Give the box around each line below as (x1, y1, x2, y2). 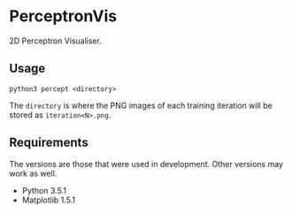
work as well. (9, 168, 58, 179)
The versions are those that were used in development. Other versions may (9, 158, 283, 169)
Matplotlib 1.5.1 (21, 195, 76, 205)
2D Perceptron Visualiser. (9, 35, 102, 46)
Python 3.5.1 (21, 185, 66, 195)
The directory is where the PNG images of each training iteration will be (9, 100, 273, 111)
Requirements (9, 135, 88, 150)
